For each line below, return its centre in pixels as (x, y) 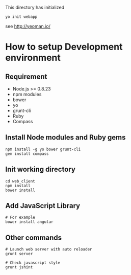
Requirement (26, 76)
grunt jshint (19, 267)
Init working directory (40, 169)
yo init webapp (21, 17)
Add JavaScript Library (43, 206)
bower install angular (29, 222)
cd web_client (20, 181)
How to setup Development (64, 47)
